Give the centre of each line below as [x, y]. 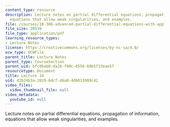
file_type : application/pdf [35, 33]
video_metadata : [22, 95]
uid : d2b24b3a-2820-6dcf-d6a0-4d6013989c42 [52, 80]
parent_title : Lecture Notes [36, 57]
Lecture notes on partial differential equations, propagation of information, [82, 114]
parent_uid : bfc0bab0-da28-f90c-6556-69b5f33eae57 [60, 66]
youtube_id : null [28, 99]
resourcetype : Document [30, 71]
